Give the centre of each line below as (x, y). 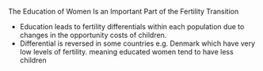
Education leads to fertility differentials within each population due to (132, 26)
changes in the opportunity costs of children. (93, 35)
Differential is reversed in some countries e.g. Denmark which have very (137, 43)
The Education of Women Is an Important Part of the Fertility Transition (124, 11)
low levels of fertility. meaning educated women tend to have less (126, 52)
